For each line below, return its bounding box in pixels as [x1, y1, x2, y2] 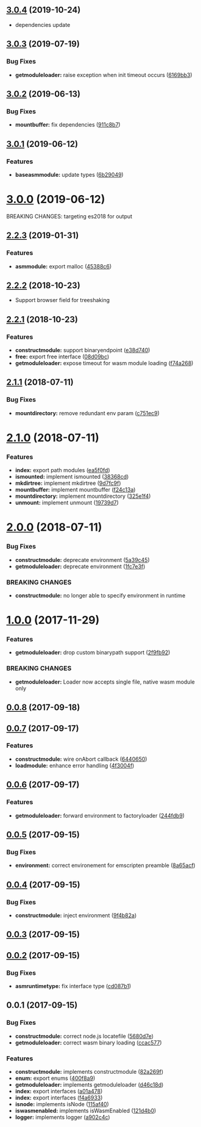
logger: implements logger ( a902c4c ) [15, 1113, 111, 1121]
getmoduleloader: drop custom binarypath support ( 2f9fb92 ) [15, 649, 171, 656]
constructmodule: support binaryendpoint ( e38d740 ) [15, 347, 150, 353]
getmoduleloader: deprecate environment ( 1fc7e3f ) [15, 563, 146, 570]
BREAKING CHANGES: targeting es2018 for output [6, 212, 133, 220]
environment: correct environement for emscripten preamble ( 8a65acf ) [15, 862, 196, 869]
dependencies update [15, 21, 71, 28]
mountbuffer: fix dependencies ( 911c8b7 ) [15, 121, 121, 128]
